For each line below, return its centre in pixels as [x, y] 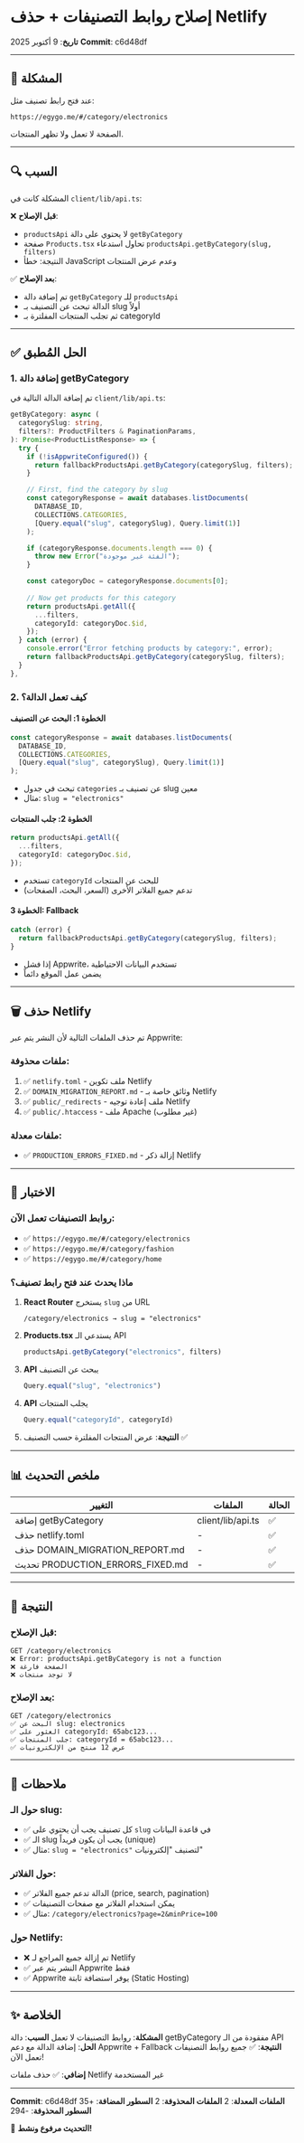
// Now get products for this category [101, 598]
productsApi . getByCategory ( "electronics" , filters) [122, 1352]
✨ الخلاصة [36, 2015]
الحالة [279, 1506]
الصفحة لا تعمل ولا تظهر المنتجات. [67, 134]
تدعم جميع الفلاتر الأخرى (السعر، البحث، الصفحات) [108, 890]
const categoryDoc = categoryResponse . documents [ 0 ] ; [128, 581]
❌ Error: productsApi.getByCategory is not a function [116, 1659]
